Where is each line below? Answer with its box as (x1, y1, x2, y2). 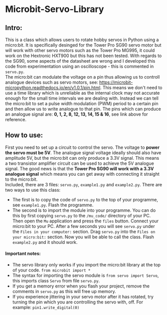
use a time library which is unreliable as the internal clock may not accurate (5, 90, 160, 96)
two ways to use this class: (5, 187, 61, 193)
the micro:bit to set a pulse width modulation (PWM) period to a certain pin (5, 101, 159, 106)
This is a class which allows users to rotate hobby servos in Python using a (5, 37, 159, 43)
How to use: (5, 131, 43, 140)
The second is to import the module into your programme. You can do (12, 207, 156, 213)
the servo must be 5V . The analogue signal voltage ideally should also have (5, 149, 162, 156)
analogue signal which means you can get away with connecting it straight (5, 171, 160, 177)
